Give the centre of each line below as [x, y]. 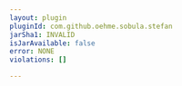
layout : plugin [38, 18]
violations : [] [38, 60]
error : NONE [32, 52]
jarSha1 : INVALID [42, 34]
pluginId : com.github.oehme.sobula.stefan [91, 26]
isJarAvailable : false [52, 43]
